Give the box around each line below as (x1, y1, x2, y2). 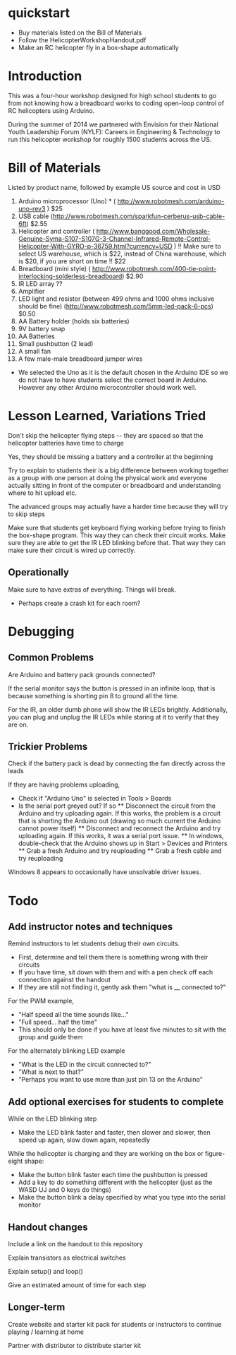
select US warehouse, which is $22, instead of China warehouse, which (18, 249, 227, 258)
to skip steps (8, 510, 45, 518)
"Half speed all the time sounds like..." (18, 1010, 129, 1019)
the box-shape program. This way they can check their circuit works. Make (8, 531, 226, 539)
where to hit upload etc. (8, 489, 77, 497)
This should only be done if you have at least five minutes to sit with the (18, 1025, 227, 1034)
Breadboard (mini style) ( (18, 264, 91, 273)
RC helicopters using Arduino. (8, 106, 95, 114)
